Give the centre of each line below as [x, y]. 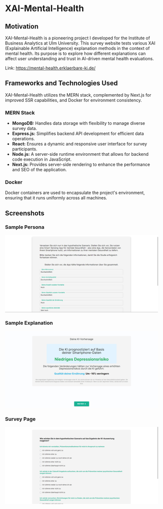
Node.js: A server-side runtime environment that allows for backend [80, 154]
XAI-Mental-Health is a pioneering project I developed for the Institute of [78, 38]
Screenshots [25, 213]
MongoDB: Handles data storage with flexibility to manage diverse [79, 123]
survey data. [24, 129]
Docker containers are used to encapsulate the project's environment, [75, 193]
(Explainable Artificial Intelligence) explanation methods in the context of [77, 48]
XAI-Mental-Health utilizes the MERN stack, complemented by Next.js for [78, 95]
